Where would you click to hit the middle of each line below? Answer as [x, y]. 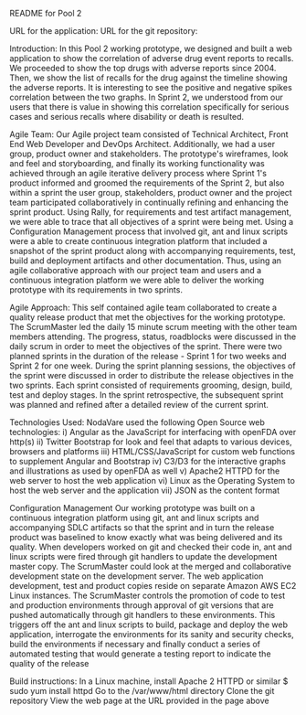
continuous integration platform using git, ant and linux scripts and [134, 518]
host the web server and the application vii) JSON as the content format [145, 490]
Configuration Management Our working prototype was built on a [132, 508]
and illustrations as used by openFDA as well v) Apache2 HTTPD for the [145, 471]
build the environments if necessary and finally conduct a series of [135, 644]
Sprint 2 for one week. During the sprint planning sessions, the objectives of [153, 366]
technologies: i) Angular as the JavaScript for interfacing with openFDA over [153, 432]
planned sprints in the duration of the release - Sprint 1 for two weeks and [148, 356]
